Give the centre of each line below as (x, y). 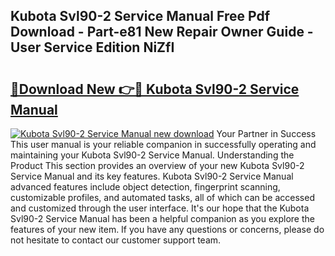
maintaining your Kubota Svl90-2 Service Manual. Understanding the (152, 155)
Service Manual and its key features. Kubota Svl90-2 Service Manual (152, 176)
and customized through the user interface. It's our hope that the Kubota (160, 208)
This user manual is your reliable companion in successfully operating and (163, 144)
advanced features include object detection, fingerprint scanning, (145, 187)
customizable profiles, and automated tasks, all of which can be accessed (162, 197)
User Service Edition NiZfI (92, 47)
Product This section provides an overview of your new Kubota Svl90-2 (157, 165)
